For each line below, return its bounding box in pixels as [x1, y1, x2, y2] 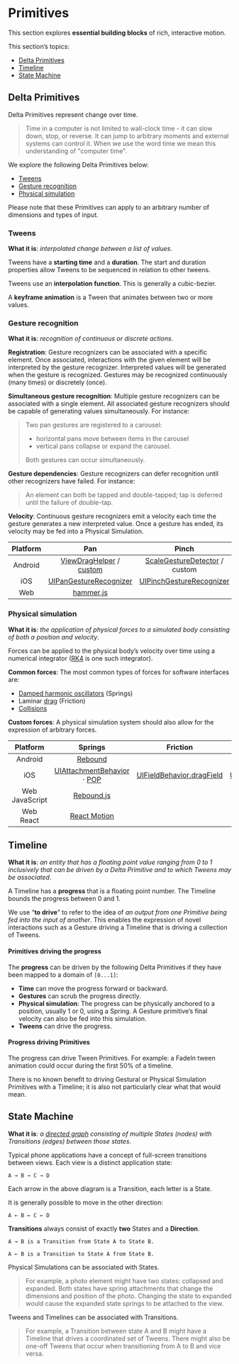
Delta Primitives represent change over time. [8, 110, 138, 118]
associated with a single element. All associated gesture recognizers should [8, 399, 230, 408]
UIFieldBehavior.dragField [136, 770, 223, 780]
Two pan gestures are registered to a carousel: [25, 420, 162, 430]
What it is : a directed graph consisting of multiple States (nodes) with [8, 1129, 212, 1138]
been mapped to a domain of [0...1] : [8, 970, 118, 979]
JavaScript [11, 795, 48, 805]
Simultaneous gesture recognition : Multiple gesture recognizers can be [8, 392, 221, 401]
